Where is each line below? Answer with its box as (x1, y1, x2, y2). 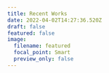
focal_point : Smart (13, 49, 71, 56)
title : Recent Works (7, 10, 68, 17)
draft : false (7, 23, 46, 30)
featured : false (7, 29, 55, 37)
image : (7, 36, 27, 43)
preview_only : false (13, 56, 74, 63)
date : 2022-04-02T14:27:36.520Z (7, 17, 102, 24)
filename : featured (13, 42, 71, 49)
